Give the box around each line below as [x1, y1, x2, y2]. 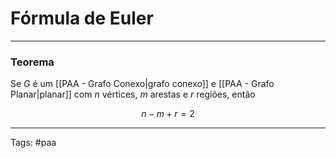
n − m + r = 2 [141, 108, 195, 120]
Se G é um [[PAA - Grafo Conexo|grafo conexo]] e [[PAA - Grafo [10, 78, 275, 90]
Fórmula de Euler [10, 7, 154, 30]
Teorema [10, 55, 55, 69]
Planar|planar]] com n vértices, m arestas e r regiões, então [10, 88, 256, 101]
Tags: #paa [10, 137, 57, 149]
